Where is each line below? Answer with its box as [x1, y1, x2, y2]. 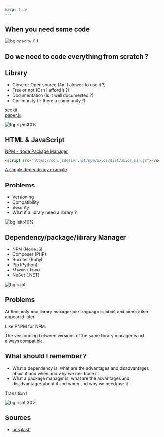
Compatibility [12, 199, 39, 205]
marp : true [5, 7, 27, 12]
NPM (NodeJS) [12, 246, 43, 252]
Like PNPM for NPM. [5, 323, 46, 329]
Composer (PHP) [12, 251, 46, 257]
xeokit [5, 107, 18, 113]
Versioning [12, 194, 34, 200]
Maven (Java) [12, 267, 40, 272]
